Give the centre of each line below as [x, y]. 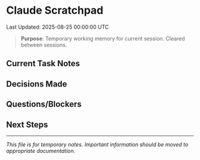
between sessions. [44, 45]
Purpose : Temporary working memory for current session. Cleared [103, 38]
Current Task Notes [43, 64]
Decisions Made [37, 84]
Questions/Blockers [44, 104]
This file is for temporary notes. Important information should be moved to [97, 144]
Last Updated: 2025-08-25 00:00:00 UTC [57, 27]
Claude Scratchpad [55, 10]
